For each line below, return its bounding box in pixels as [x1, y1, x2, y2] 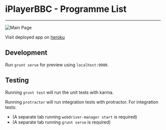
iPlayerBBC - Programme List [5, 3, 127, 15]
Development [5, 49, 48, 57]
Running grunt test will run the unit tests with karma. [5, 89, 114, 95]
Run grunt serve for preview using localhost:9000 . [5, 62, 109, 67]
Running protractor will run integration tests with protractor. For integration [5, 99, 159, 105]
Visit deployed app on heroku [5, 34, 65, 40]
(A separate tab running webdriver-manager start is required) [12, 114, 137, 120]
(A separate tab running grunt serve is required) [12, 119, 111, 125]
